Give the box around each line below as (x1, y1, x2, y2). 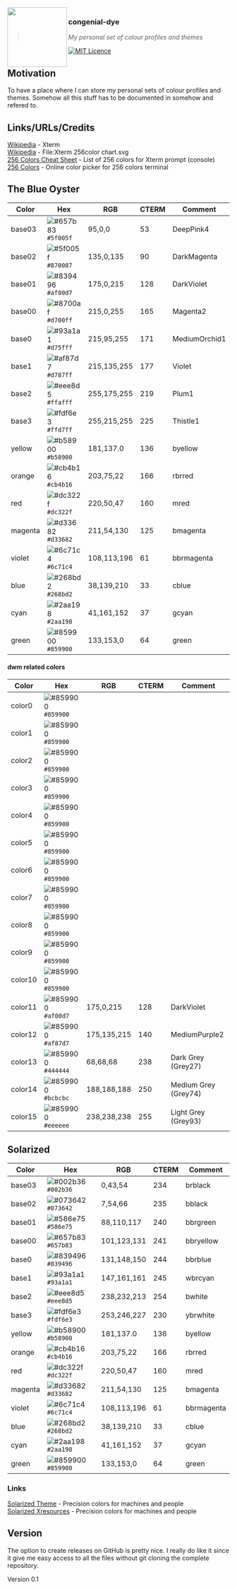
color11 (11, 1002, 37, 1012)
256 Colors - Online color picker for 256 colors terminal (7, 163, 169, 171)
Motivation (7, 67, 56, 79)
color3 (11, 783, 33, 793)
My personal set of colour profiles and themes (68, 33, 203, 42)
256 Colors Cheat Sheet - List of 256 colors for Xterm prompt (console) (7, 155, 215, 163)
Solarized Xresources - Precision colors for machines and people (7, 1507, 197, 1515)
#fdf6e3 (47, 1315, 73, 1323)
